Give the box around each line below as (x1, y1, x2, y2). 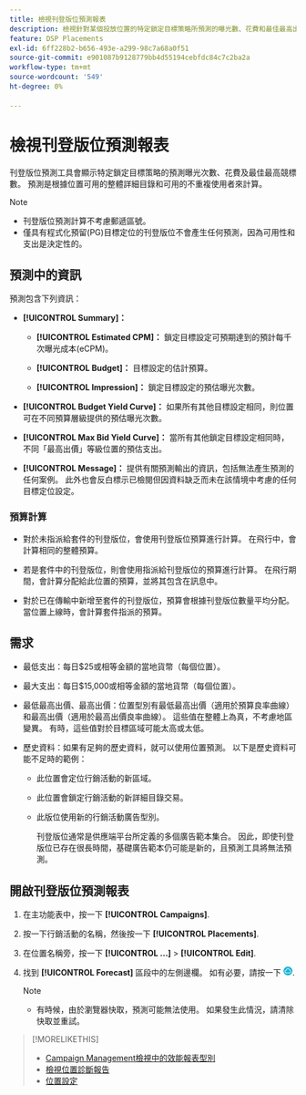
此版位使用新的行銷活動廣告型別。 (36, 811, 165, 822)
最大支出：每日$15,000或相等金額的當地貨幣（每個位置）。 (22, 680, 241, 692)
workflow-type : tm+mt (9, 63, 92, 72)
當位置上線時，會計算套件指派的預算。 (22, 606, 167, 617)
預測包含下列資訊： (9, 293, 82, 305)
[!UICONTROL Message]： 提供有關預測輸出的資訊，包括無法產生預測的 (22, 463, 294, 474)
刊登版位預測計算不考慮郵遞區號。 (22, 215, 151, 226)
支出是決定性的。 (22, 238, 87, 249)
